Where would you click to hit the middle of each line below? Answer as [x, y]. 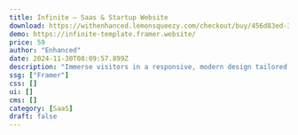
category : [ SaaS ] [41, 108]
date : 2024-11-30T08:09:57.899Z [69, 59]
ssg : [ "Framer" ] [39, 75]
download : [27, 26]
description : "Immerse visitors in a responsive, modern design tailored [149, 67]
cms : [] [24, 100]
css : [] [24, 83]
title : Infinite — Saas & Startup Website [89, 17]
